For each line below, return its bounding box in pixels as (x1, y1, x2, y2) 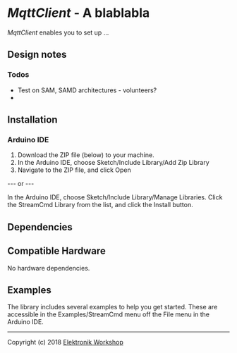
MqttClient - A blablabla (7, 5, 150, 21)
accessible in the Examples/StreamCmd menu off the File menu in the (7, 310, 210, 318)
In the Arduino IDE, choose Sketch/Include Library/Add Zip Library (17, 159, 209, 167)
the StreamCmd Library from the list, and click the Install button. (7, 201, 194, 209)
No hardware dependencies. (7, 264, 90, 272)
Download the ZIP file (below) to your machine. (17, 151, 154, 159)
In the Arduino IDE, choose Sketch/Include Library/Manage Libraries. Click (7, 193, 223, 202)
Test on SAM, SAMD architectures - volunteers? (17, 86, 157, 94)
